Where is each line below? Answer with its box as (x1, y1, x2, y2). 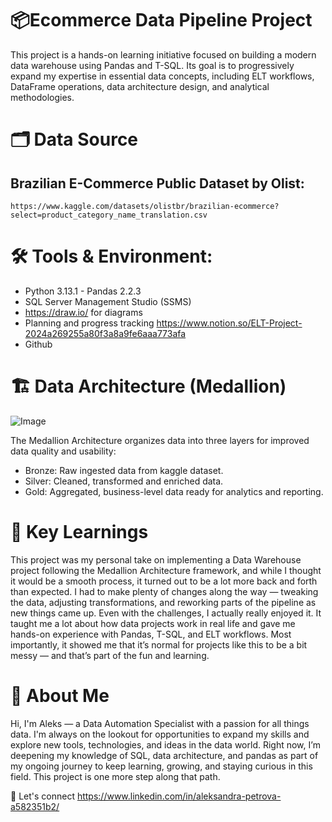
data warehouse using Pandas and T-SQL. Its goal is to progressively (10, 59, 295, 71)
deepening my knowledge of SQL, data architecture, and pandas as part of (10, 749, 319, 761)
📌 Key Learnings (10, 521, 149, 543)
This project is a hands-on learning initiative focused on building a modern (10, 48, 317, 61)
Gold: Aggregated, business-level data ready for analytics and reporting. (24, 485, 324, 497)
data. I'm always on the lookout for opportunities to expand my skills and (10, 728, 310, 740)
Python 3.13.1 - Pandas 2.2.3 (24, 285, 142, 297)
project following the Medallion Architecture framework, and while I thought (10, 564, 322, 576)
